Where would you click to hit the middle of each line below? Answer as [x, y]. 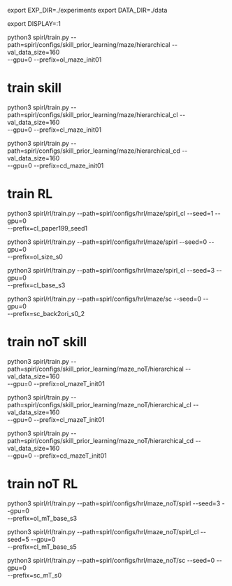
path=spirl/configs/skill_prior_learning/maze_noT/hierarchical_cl [100, 404]
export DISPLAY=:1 [34, 23]
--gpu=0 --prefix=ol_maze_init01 [55, 60]
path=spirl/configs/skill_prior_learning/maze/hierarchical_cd [94, 151]
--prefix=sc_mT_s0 [35, 575]
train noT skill [47, 342]
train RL [30, 194]
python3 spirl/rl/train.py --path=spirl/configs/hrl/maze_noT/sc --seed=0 [111, 560]
